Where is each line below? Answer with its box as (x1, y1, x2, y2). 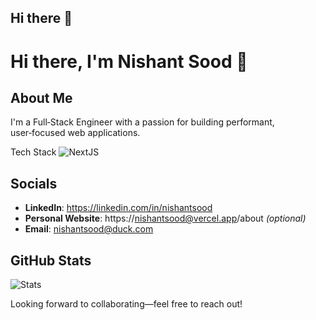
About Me (10, 89, 73, 106)
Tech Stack (10, 146, 57, 158)
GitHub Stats (10, 252, 92, 269)
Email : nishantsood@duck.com (24, 223, 154, 235)
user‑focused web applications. (10, 127, 141, 139)
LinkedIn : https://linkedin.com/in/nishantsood (24, 202, 213, 214)
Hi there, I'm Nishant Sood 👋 (10, 50, 248, 73)
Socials (10, 175, 58, 192)
